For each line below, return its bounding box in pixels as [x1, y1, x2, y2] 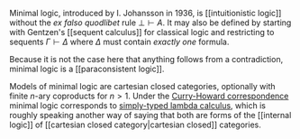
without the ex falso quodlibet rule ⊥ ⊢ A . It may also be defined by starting [9, 17, 292, 28]
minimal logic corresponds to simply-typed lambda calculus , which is [9, 100, 266, 111]
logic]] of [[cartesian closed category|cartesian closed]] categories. [9, 119, 261, 130]
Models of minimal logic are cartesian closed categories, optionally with [9, 81, 276, 91]
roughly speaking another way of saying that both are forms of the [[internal [9, 110, 292, 120]
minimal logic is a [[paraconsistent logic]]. [9, 63, 165, 74]
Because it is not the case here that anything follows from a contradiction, [9, 54, 284, 64]
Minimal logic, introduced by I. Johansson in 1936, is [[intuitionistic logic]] [9, 8, 282, 18]
